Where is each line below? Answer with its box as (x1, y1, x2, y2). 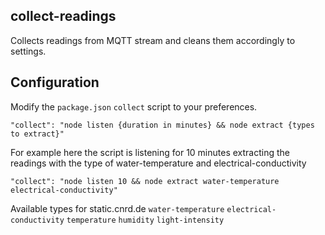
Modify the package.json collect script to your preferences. (10, 100, 258, 113)
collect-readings (10, 8, 117, 25)
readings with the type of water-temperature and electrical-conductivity (10, 157, 307, 169)
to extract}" (10, 129, 65, 139)
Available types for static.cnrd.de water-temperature (10, 202, 225, 214)
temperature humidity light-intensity (66, 215, 225, 225)
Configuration (10, 74, 100, 91)
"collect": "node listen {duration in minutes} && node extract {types (10, 120, 315, 130)
